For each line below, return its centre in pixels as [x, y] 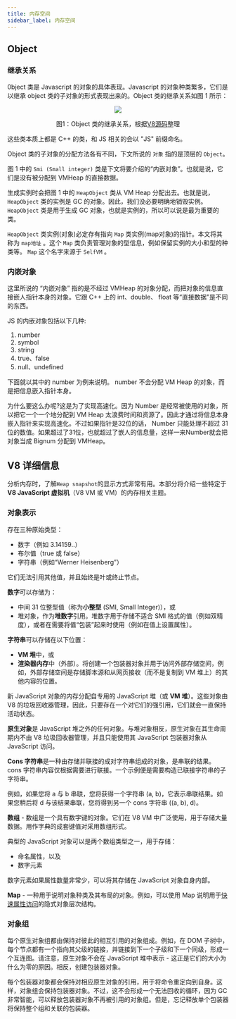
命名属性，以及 [39, 856]
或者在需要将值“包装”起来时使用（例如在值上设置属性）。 [114, 624]
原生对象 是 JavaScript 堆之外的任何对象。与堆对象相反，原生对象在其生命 [114, 728]
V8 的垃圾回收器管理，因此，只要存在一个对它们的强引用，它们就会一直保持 [117, 705]
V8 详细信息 [33, 465]
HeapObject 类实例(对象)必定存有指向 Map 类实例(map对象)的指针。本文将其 [115, 234]
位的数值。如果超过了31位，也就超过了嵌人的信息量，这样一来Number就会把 [118, 432]
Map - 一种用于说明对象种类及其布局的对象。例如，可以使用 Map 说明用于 [114, 895]
